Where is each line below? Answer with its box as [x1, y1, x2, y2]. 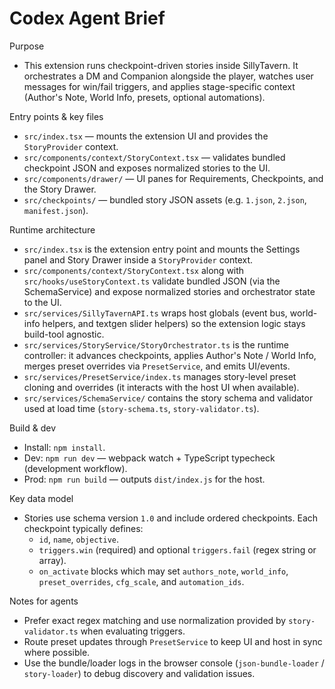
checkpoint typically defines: [23, 522, 144, 534]
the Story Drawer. [23, 183, 97, 195]
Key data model [9, 492, 74, 504]
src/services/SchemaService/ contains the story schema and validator [23, 392, 314, 404]
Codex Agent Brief [9, 7, 166, 30]
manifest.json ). [23, 204, 89, 216]
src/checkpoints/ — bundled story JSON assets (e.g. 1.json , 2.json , [23, 193, 307, 206]
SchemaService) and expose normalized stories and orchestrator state [23, 285, 316, 297]
